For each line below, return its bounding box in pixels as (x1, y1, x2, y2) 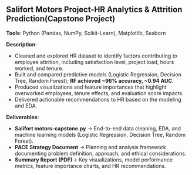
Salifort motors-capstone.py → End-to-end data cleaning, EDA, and (14, 124, 181, 132)
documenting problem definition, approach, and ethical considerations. (14, 150, 187, 157)
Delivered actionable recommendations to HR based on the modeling (14, 96, 182, 103)
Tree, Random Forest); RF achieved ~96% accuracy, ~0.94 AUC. (14, 77, 174, 84)
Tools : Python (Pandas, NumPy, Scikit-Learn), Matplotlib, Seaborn (6, 29, 166, 36)
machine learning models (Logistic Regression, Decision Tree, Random (14, 131, 186, 138)
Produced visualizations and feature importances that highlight (14, 83, 167, 90)
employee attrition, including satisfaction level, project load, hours (14, 58, 174, 65)
